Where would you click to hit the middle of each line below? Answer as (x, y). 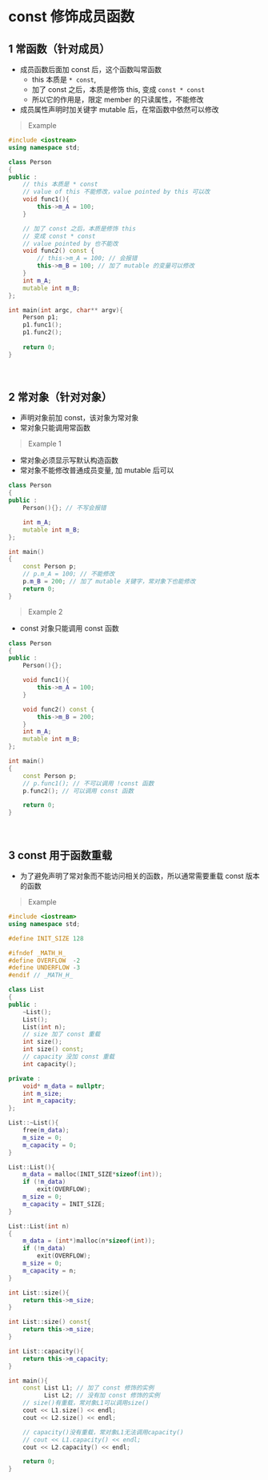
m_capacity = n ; (50, 1270)
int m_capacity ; (50, 1101)
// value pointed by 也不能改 (70, 243)
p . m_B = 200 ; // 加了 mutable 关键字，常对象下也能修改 (109, 582)
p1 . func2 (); (42, 333)
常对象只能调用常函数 (55, 428)
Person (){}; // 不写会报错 (64, 508)
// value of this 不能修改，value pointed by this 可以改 (116, 192)
